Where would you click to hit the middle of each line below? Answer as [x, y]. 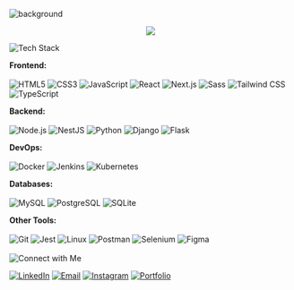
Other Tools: [33, 220]
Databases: [31, 184]
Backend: [27, 111]
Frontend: [28, 65]
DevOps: [26, 147]
